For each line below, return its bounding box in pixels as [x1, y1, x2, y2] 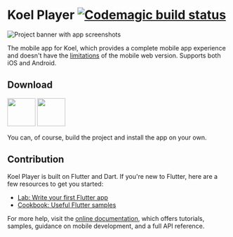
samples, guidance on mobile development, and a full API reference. [7, 222, 205, 230]
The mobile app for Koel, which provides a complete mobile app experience [7, 43, 226, 52]
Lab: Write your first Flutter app [17, 193, 109, 201]
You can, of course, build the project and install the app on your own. [7, 133, 207, 142]
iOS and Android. [7, 58, 57, 67]
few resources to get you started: [7, 180, 104, 188]
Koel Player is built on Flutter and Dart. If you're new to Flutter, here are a [7, 172, 218, 180]
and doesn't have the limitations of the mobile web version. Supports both [7, 51, 221, 60]
